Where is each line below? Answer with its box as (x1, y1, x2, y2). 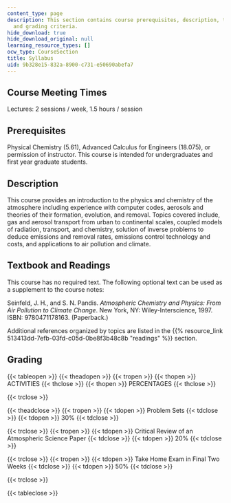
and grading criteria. (13, 23, 78, 30)
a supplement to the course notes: (7, 285, 104, 293)
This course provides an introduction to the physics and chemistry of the (7, 196, 213, 204)
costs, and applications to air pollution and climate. (7, 240, 151, 248)
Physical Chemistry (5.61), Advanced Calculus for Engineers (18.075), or (7, 143, 211, 151)
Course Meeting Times (7, 87, 107, 98)
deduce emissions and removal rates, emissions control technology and (7, 233, 211, 241)
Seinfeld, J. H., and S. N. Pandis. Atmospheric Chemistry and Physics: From (7, 299, 221, 307)
